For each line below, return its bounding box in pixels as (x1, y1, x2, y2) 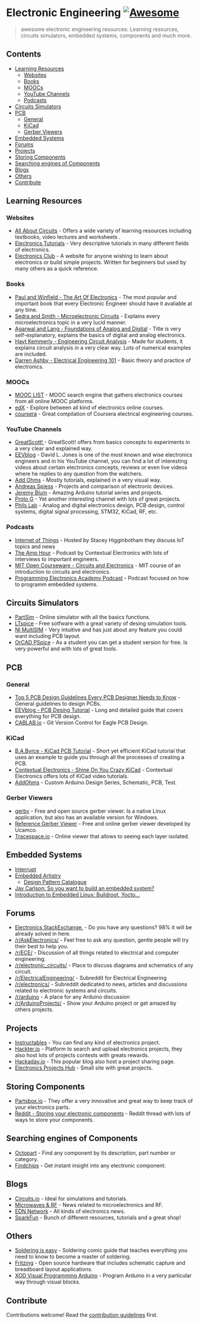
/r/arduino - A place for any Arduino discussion (14, 993, 130, 1001)
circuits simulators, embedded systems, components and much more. (20, 32, 192, 39)
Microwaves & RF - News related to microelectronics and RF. (14, 1201, 163, 1208)
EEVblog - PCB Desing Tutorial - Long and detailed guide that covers (14, 706, 184, 713)
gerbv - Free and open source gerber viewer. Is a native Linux (14, 807, 166, 814)
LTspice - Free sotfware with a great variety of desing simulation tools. (14, 620, 188, 627)
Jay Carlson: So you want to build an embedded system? (14, 885, 154, 892)
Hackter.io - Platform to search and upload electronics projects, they (14, 1045, 183, 1052)
